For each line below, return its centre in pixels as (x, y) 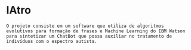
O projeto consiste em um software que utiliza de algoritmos (85, 26)
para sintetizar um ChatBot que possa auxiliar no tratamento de (89, 36)
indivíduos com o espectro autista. (52, 41)
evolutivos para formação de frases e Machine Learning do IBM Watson (96, 31)
